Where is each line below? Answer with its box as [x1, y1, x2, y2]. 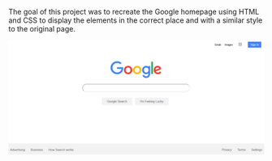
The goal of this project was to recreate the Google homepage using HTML [8, 7, 260, 16]
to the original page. [8, 24, 76, 33]
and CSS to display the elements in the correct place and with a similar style [8, 15, 263, 25]
